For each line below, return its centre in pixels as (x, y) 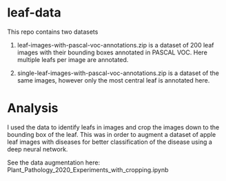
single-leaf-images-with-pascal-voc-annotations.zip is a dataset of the (118, 73)
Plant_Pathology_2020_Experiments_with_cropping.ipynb (88, 169)
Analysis (33, 108)
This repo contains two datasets (53, 32)
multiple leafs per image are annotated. (73, 59)
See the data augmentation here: (54, 162)
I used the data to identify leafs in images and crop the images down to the (113, 127)
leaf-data (34, 13)
